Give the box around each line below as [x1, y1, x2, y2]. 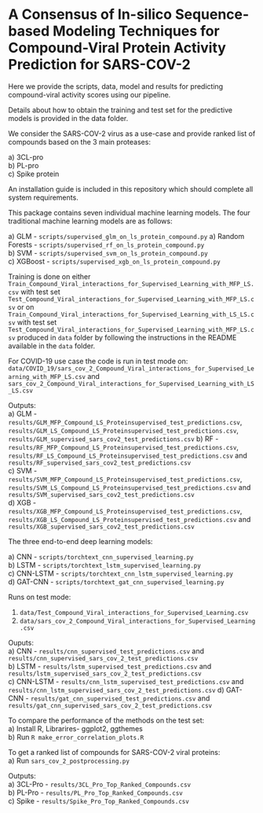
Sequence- [175, 6, 250, 24]
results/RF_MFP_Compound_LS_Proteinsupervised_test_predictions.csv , [8, 442, 239, 451]
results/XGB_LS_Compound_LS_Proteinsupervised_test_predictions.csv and [8, 514, 251, 524]
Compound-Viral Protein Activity [8, 39, 226, 57]
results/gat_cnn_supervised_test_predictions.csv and [30, 693, 210, 703]
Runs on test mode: [8, 592, 71, 601]
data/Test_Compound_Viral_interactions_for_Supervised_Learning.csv [19, 609, 249, 616]
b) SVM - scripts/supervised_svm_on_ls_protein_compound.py [8, 248, 208, 257]
